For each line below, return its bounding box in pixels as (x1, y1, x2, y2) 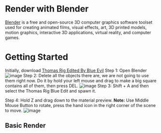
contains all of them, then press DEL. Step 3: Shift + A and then (5, 83, 149, 89)
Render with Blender (5, 3, 89, 14)
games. (5, 35, 20, 40)
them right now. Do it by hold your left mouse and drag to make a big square (5, 78, 157, 83)
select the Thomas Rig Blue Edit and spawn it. (5, 88, 96, 93)
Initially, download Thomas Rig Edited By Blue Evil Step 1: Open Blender (5, 67, 147, 73)
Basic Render (5, 121, 46, 130)
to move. (5, 107, 23, 113)
